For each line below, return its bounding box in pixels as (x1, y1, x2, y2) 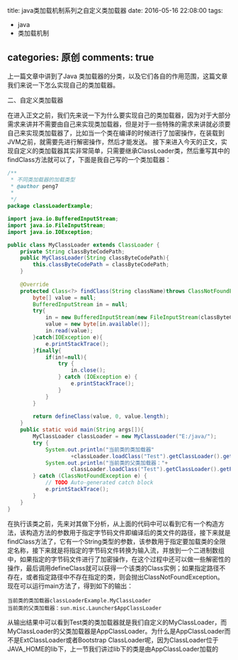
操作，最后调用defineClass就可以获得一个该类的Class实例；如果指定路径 (7, 563, 220, 572)
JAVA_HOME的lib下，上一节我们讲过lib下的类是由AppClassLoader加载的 (7, 644, 218, 653)
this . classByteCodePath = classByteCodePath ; (33, 261, 170, 269)
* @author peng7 (10, 183, 59, 190)
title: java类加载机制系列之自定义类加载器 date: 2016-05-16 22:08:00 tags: (7, 6, 223, 14)
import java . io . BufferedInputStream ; (7, 215, 119, 222)
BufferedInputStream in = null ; (33, 301, 129, 308)
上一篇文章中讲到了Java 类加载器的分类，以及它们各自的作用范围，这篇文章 (7, 72, 228, 80)
